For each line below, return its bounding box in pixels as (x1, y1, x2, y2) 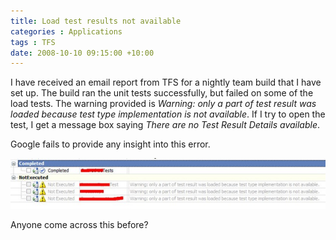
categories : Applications (10, 26, 123, 37)
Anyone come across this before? (10, 218, 149, 230)
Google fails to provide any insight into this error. (10, 138, 211, 150)
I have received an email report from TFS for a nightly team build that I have (10, 76, 322, 89)
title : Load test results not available (10, 16, 182, 26)
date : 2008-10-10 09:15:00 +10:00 (10, 48, 155, 58)
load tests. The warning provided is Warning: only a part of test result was (10, 98, 317, 110)
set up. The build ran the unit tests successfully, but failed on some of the (10, 87, 314, 99)
